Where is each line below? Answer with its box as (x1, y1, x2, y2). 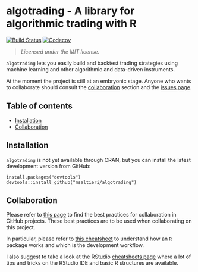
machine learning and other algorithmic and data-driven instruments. (6, 65, 175, 73)
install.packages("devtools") (6, 174, 81, 180)
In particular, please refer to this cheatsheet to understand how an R (6, 235, 172, 242)
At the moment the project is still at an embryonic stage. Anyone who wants (6, 77, 191, 85)
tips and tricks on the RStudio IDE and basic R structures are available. (6, 260, 178, 267)
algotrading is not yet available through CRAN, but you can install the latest (6, 156, 191, 163)
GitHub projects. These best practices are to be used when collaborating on (6, 217, 192, 224)
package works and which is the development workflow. (6, 242, 144, 249)
